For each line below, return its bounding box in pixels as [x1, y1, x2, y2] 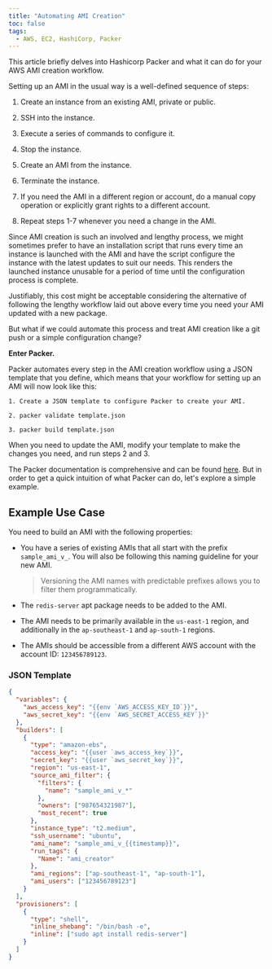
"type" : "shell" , [29, 915, 90, 923]
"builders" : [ [15, 726, 64, 734]
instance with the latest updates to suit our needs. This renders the [8, 258, 234, 268]
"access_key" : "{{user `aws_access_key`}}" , [29, 748, 184, 757]
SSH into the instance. [20, 113, 95, 123]
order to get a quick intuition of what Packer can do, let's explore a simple [8, 473, 257, 483]
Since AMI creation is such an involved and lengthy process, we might [8, 232, 244, 242]
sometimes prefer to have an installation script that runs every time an [8, 241, 243, 251]
